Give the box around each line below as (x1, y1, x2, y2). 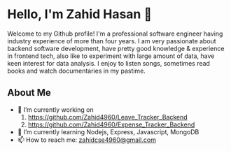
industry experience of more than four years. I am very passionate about (7, 36, 216, 45)
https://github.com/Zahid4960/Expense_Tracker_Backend (27, 120, 195, 129)
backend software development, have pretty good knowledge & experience (7, 44, 225, 52)
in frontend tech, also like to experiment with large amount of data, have (7, 52, 215, 60)
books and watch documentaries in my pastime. (7, 66, 146, 75)
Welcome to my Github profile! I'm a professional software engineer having (7, 29, 223, 38)
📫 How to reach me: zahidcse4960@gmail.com (17, 136, 156, 144)
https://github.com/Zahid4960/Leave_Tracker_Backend (27, 113, 188, 121)
